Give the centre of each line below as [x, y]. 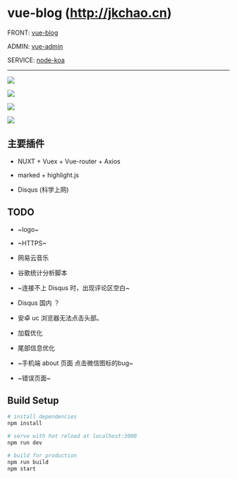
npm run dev [25, 443]
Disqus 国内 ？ [38, 303]
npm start [22, 468]
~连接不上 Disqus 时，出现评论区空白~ [74, 287]
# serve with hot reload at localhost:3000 [72, 437]
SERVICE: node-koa [36, 60]
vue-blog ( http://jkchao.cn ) [90, 13]
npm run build [28, 462]
